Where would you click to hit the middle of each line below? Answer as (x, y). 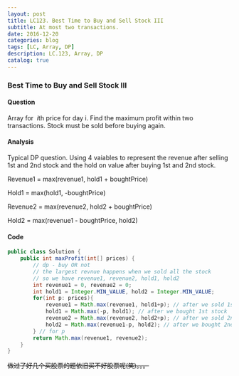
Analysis (21, 142)
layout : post (27, 14)
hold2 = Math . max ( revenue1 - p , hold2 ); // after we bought (133, 325)
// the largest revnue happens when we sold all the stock (122, 271)
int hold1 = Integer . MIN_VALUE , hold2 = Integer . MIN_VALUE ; (124, 292)
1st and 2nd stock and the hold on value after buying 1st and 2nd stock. (112, 165)
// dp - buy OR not (62, 265)
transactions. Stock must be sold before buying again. (86, 125)
